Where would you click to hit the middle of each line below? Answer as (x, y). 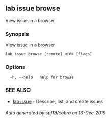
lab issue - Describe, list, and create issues (58, 101)
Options (15, 67)
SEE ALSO (18, 90)
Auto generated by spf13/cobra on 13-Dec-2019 (55, 113)
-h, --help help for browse (42, 78)
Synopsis (17, 34)
